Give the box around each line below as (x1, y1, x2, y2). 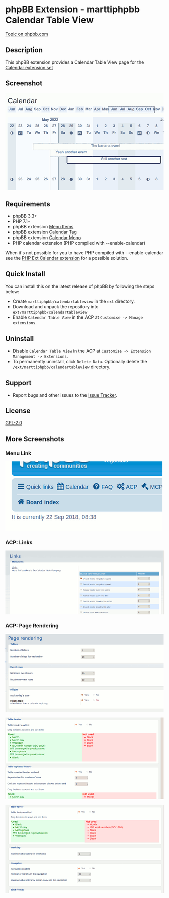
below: (5, 288, 19, 294)
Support (5, 379, 32, 387)
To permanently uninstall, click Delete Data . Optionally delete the (12, 358, 147, 364)
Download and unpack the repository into (12, 303, 99, 309)
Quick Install (5, 269, 45, 278)
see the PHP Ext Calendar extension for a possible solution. (5, 255, 128, 261)
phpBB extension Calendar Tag (12, 229, 77, 235)
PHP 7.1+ (12, 218, 31, 224)
